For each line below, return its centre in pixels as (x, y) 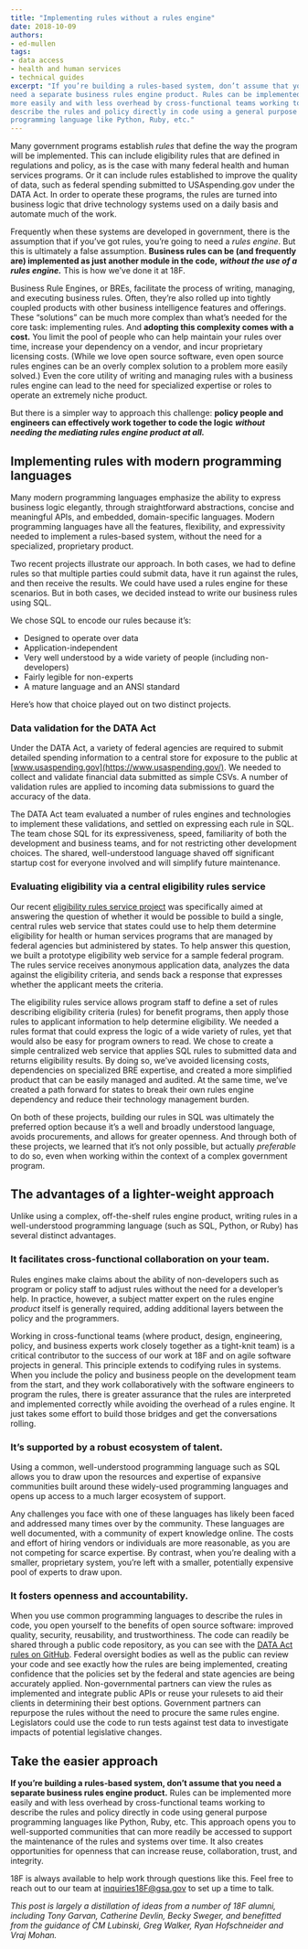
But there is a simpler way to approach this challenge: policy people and (147, 413)
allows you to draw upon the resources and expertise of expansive (136, 1476)
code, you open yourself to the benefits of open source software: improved (152, 1625)
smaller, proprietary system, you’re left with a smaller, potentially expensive (152, 1562)
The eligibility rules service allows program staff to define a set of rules (144, 1001)
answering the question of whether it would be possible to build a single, (147, 916)
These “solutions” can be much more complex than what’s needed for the (149, 317)
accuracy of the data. (51, 797)
